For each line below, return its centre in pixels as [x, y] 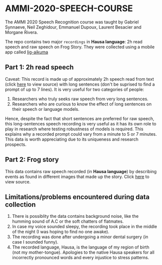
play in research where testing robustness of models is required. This [74, 129]
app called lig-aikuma [27, 52]
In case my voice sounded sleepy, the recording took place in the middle [84, 227]
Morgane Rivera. [22, 32]
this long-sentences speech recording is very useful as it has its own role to [81, 124]
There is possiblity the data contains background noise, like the [75, 216]
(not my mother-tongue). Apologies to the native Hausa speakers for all [83, 252]
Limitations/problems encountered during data [77, 197]
